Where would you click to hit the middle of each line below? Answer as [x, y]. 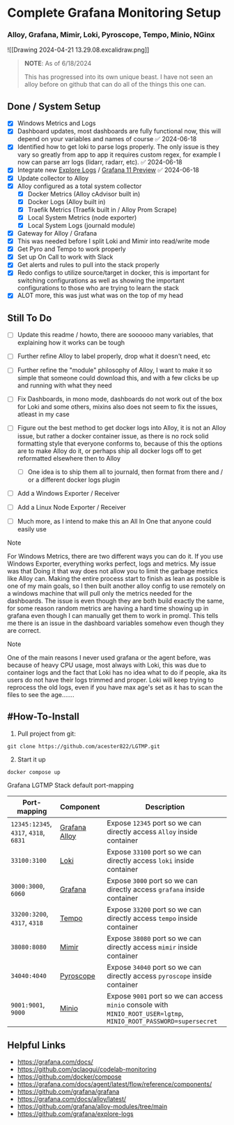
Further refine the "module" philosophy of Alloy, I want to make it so [115, 370]
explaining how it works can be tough [71, 343]
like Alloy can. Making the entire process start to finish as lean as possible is [117, 578]
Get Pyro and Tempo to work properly [72, 249]
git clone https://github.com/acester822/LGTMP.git [84, 746]
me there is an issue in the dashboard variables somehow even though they [116, 623]
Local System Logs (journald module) [81, 225]
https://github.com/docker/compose [69, 1077]
